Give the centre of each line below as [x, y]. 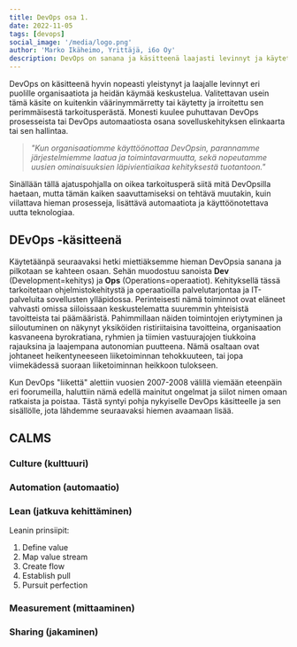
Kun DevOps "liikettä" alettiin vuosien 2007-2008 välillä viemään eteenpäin [146, 382]
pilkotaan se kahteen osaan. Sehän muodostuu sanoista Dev [119, 270]
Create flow [43, 566]
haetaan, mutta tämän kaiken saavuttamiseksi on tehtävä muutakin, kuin [140, 193]
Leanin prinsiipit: [39, 530]
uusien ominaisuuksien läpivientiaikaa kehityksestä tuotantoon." [148, 167]
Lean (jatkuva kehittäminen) [71, 511]
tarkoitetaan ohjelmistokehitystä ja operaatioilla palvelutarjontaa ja [129, 290]
